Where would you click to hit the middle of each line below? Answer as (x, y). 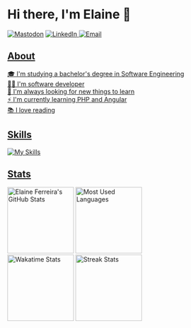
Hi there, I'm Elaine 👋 (69, 14)
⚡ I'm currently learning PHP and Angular (67, 99)
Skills (19, 135)
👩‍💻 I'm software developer (46, 83)
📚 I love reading (31, 110)
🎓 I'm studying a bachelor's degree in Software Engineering (96, 74)
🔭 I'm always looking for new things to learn (71, 91)
